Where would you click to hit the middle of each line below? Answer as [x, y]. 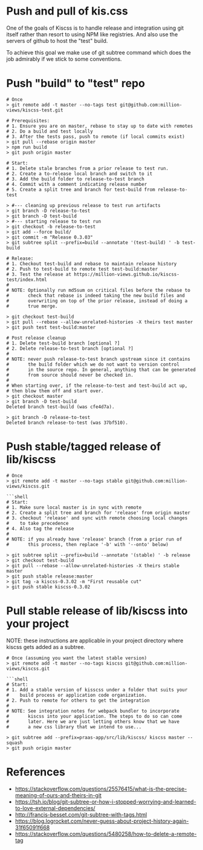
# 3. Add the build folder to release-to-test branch [76, 179]
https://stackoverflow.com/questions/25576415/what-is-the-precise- [101, 789]
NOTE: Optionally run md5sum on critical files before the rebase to [101, 290]
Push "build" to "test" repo [76, 84]
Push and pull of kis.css [67, 11]
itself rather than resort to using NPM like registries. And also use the [92, 34]
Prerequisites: [31, 120]
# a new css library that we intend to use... [74, 727]
